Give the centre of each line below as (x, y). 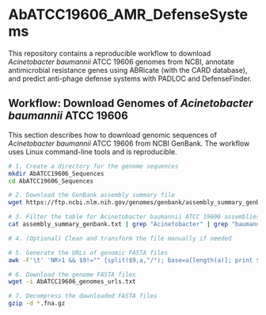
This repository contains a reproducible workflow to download (110, 53)
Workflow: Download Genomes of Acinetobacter (131, 103)
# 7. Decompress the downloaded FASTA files (83, 296)
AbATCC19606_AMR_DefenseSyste (128, 15)
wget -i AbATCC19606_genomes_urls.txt (72, 282)
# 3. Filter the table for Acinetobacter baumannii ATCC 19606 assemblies (134, 217)
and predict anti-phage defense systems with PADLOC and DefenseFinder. (130, 78)
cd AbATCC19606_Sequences (51, 181)
